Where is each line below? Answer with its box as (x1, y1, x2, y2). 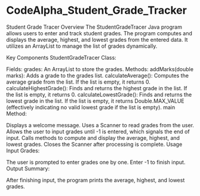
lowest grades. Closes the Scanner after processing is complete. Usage (6, 140, 183, 148)
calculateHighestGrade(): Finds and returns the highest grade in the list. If (6, 84, 187, 91)
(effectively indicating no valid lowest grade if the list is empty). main (6, 103, 176, 111)
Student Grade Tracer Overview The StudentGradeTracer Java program (6, 23, 182, 30)
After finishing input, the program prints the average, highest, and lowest (6, 176, 185, 183)
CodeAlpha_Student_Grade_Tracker (6, 4, 187, 17)
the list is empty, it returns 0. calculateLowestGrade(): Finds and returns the (6, 91, 192, 98)
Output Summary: (6, 165, 50, 172)
